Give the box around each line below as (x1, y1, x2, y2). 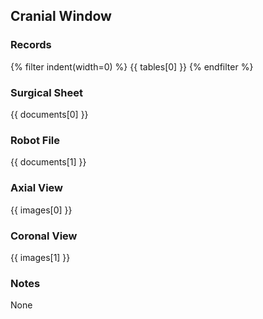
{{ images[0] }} (10, 204, 73, 216)
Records (10, 38, 52, 52)
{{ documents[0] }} (10, 108, 89, 120)
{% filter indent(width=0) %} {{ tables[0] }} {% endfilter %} (10, 60, 254, 73)
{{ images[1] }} (10, 251, 71, 263)
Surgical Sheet (10, 85, 83, 99)
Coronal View (10, 229, 78, 243)
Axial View (10, 181, 64, 195)
